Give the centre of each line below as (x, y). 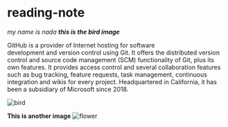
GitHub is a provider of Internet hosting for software (81, 45)
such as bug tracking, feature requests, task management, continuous (107, 75)
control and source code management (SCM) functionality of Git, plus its (111, 59)
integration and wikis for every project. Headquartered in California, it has (112, 81)
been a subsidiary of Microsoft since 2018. (68, 89)
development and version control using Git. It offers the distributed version (114, 52)
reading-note (46, 13)
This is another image (39, 116)
